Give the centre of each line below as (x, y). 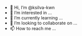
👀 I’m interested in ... (31, 13)
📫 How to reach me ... (33, 28)
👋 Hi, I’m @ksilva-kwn (32, 8)
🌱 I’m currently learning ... (36, 18)
